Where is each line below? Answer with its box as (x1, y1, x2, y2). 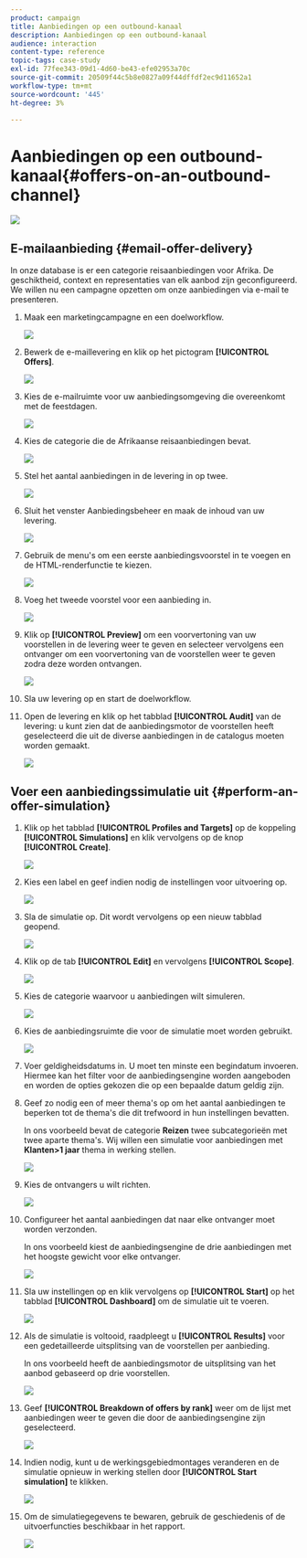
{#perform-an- (211, 783, 299, 800)
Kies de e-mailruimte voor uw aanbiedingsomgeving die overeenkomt (23, 391, 286, 402)
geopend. (23, 920, 60, 932)
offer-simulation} (10, 798, 111, 813)
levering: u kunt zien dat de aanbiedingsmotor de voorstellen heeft (23, 721, 274, 732)
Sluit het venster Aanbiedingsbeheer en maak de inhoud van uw (23, 505, 265, 516)
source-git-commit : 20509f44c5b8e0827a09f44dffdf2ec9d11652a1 (10, 73, 252, 82)
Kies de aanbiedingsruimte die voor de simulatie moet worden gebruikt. (23, 1025, 293, 1036)
